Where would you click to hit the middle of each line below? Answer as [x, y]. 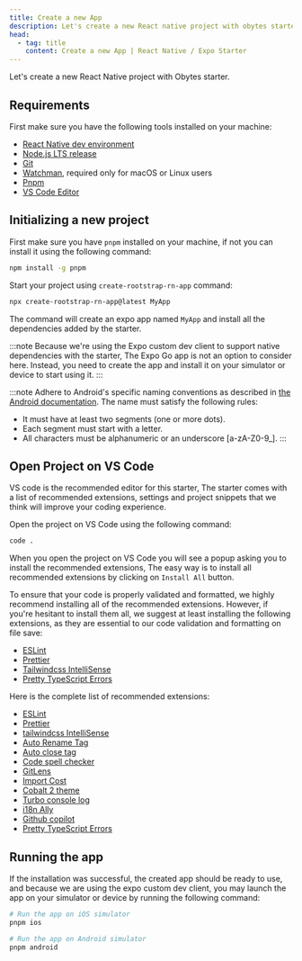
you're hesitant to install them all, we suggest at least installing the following [150, 614]
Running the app [56, 857]
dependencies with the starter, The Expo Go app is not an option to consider [151, 355]
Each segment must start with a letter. [93, 428]
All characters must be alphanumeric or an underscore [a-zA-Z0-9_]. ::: [155, 438]
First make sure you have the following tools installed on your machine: [141, 126]
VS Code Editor [51, 192]
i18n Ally [38, 810]
